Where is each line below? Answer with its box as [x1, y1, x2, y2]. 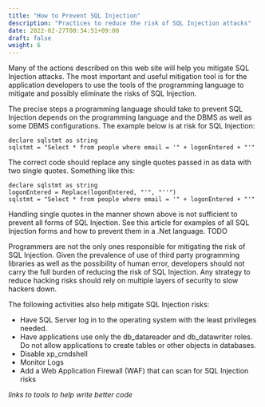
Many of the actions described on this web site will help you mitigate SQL [8, 63, 250, 73]
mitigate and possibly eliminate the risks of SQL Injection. [8, 89, 197, 98]
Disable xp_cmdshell [19, 349, 88, 359]
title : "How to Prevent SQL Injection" [8, 11, 141, 20]
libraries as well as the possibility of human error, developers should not [8, 259, 245, 268]
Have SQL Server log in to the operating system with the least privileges [19, 315, 257, 325]
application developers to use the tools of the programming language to [8, 81, 244, 90]
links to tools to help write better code [8, 390, 133, 400]
